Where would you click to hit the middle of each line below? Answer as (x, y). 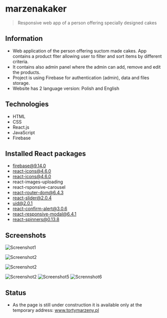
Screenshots (26, 235)
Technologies (27, 104)
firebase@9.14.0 (29, 166)
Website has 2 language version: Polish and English (66, 88)
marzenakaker (36, 9)
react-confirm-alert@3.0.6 (40, 209)
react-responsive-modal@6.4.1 (44, 214)
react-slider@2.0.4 (32, 198)
